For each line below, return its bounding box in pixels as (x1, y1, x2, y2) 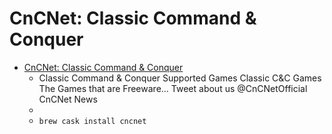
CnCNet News (38, 93, 98, 105)
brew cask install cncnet (38, 116, 147, 126)
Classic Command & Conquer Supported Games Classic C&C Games (38, 72, 322, 84)
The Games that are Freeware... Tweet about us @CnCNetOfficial (38, 82, 308, 94)
